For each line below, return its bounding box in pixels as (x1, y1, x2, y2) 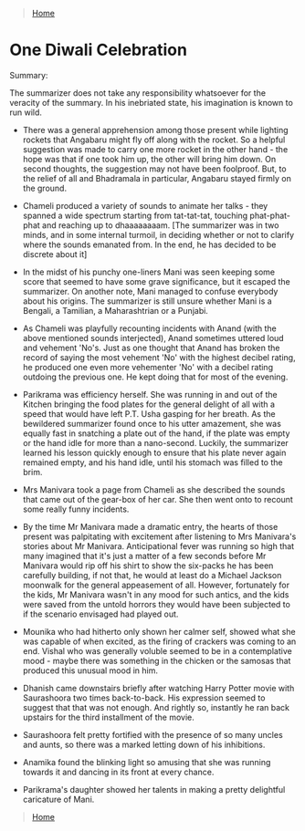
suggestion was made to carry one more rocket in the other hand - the (22, 143, 289, 154)
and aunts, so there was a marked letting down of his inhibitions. (22, 739, 266, 750)
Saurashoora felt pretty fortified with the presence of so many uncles (22, 729, 283, 740)
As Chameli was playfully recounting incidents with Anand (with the (22, 323, 277, 334)
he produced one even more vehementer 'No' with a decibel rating (22, 361, 274, 372)
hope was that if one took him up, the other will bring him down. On (22, 153, 277, 164)
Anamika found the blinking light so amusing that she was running (22, 756, 271, 767)
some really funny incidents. (22, 504, 130, 514)
